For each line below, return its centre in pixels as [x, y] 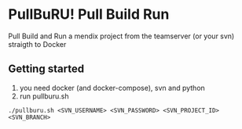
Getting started [46, 69]
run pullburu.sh [44, 96]
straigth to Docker [37, 44]
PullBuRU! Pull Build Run [89, 14]
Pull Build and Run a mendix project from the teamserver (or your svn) [121, 36]
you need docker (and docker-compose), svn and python [112, 88]
